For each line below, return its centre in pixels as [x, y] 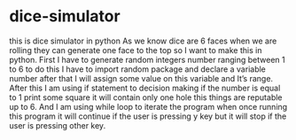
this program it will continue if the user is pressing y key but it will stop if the [148, 116]
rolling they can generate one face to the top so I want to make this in [136, 50]
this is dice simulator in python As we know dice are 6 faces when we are [143, 41]
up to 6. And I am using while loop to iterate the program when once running [148, 106]
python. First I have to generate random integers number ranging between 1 [147, 59]
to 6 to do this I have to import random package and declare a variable [137, 69]
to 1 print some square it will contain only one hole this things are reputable [146, 97]
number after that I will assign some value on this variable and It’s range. [141, 78]
